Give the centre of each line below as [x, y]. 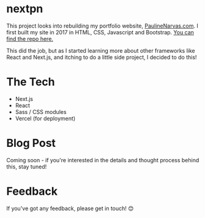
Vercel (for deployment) [45, 118]
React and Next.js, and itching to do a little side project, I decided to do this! [102, 57]
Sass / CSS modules [41, 111]
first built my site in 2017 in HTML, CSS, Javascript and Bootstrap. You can [100, 32]
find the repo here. [30, 39]
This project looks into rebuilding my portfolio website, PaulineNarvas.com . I [102, 26]
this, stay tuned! [27, 167]
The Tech [31, 82]
